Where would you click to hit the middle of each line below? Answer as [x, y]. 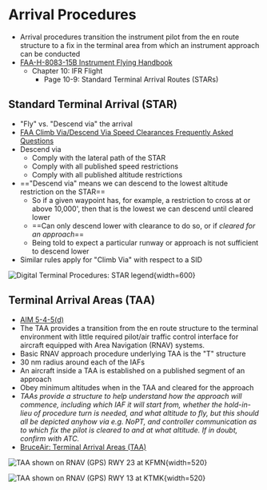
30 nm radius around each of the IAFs [82, 362]
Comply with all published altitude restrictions [107, 174]
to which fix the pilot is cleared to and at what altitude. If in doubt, [129, 430]
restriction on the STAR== [62, 191]
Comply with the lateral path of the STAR [99, 157]
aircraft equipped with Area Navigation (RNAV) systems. [112, 345]
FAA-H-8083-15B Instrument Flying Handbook [96, 62]
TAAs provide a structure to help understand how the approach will [131, 396]
